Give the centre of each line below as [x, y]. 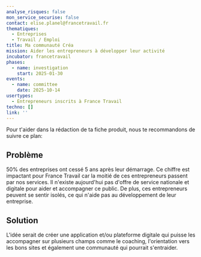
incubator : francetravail [38, 57]
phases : [16, 62]
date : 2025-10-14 [39, 90]
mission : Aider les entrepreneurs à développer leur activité [85, 51]
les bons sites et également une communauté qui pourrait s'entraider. [92, 248]
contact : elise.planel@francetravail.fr [58, 23]
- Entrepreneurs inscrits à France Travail [67, 101]
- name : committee [35, 85]
